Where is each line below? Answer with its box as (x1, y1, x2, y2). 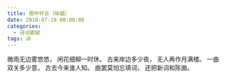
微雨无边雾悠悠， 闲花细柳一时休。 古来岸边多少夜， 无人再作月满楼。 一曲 (7, 55, 219, 64)
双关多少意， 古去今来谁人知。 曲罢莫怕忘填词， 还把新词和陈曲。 (7, 64, 194, 72)
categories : (7, 23, 41, 29)
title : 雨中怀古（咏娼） (7, 10, 70, 17)
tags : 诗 (7, 36, 31, 42)
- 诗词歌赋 (13, 29, 41, 36)
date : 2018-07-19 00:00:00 (7, 16, 85, 23)
